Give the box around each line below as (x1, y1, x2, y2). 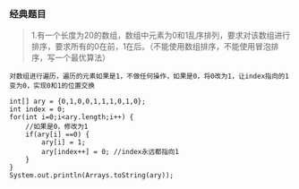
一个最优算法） (55, 52, 110, 64)
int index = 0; (9, 105, 66, 114)
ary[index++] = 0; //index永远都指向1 (41, 148, 179, 157)
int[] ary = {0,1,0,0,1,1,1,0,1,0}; (9, 97, 146, 107)
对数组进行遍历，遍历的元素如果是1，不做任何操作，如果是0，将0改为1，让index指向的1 (9, 72, 289, 82)
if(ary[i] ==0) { (25, 130, 90, 140)
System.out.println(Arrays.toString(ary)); (9, 171, 175, 180)
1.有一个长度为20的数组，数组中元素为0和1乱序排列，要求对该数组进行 (30, 30, 291, 41)
